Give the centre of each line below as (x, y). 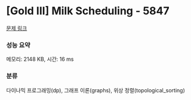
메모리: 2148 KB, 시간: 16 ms (40, 59)
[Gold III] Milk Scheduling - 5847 (88, 11)
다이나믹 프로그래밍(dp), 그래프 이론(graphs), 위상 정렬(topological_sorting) (95, 90)
